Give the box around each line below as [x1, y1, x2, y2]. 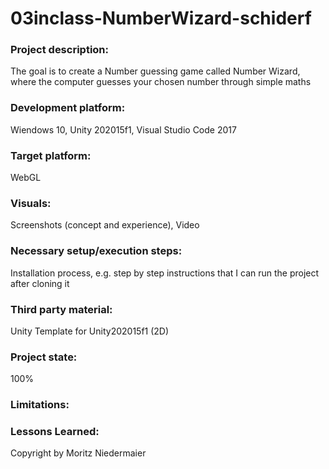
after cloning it [10, 277, 70, 289]
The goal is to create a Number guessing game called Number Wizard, [10, 65, 301, 77]
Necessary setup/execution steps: [10, 244, 183, 258]
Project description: [10, 43, 109, 57]
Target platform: [10, 148, 92, 162]
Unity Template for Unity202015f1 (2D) [10, 325, 170, 337]
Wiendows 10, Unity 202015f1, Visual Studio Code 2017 [10, 123, 237, 136]
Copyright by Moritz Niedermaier [10, 447, 147, 459]
